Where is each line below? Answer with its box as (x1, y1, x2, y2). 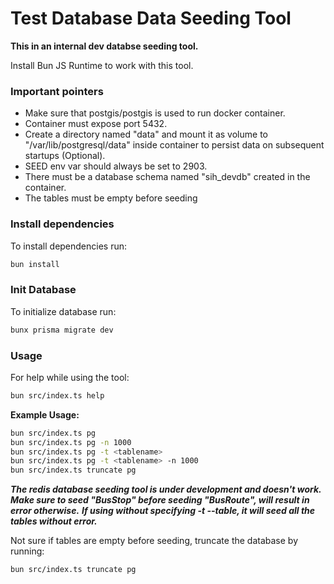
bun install (10, 259, 60, 269)
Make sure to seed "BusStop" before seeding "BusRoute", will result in (10, 494, 310, 506)
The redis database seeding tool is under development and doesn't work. (10, 483, 322, 496)
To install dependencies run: (10, 240, 128, 252)
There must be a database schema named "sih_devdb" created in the (24, 171, 311, 183)
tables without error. (10, 515, 98, 527)
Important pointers (10, 84, 104, 98)
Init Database (10, 283, 77, 297)
